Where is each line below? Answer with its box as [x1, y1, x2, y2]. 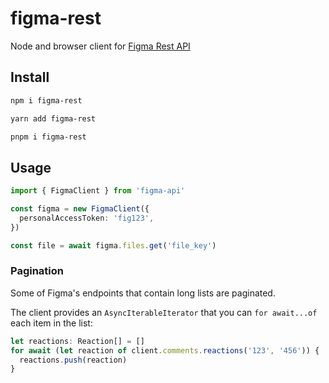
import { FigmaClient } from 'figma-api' [10, 186, 186, 196]
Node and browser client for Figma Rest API [10, 40, 191, 52]
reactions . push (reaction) [19, 355, 128, 365]
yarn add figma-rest [10, 113, 97, 124]
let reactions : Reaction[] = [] [10, 336, 145, 346]
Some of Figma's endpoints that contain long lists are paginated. [10, 287, 276, 299]
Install [10, 69, 50, 86]
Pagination [10, 264, 64, 278]
